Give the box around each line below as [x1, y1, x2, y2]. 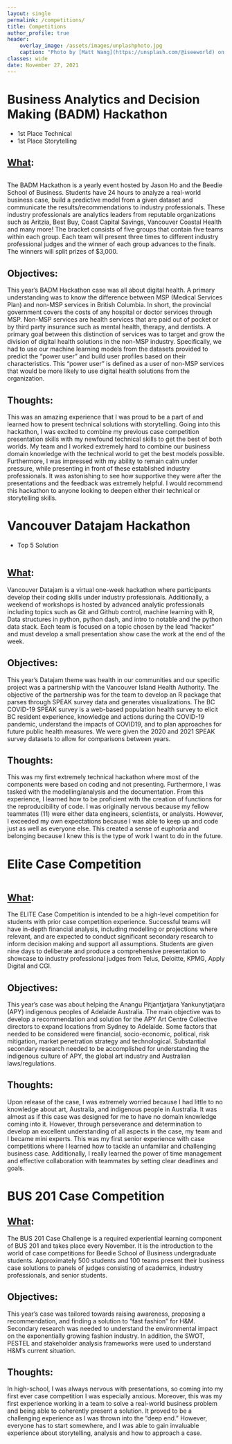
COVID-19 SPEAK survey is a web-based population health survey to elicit [7, 705, 218, 713]
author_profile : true [7, 29, 70, 37]
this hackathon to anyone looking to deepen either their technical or [7, 487, 201, 494]
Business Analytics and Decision [7, 92, 200, 107]
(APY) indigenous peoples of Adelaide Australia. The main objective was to [7, 1007, 222, 1016]
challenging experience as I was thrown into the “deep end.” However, [7, 1414, 208, 1423]
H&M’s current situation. [7, 1346, 76, 1355]
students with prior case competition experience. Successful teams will [7, 918, 211, 926]
